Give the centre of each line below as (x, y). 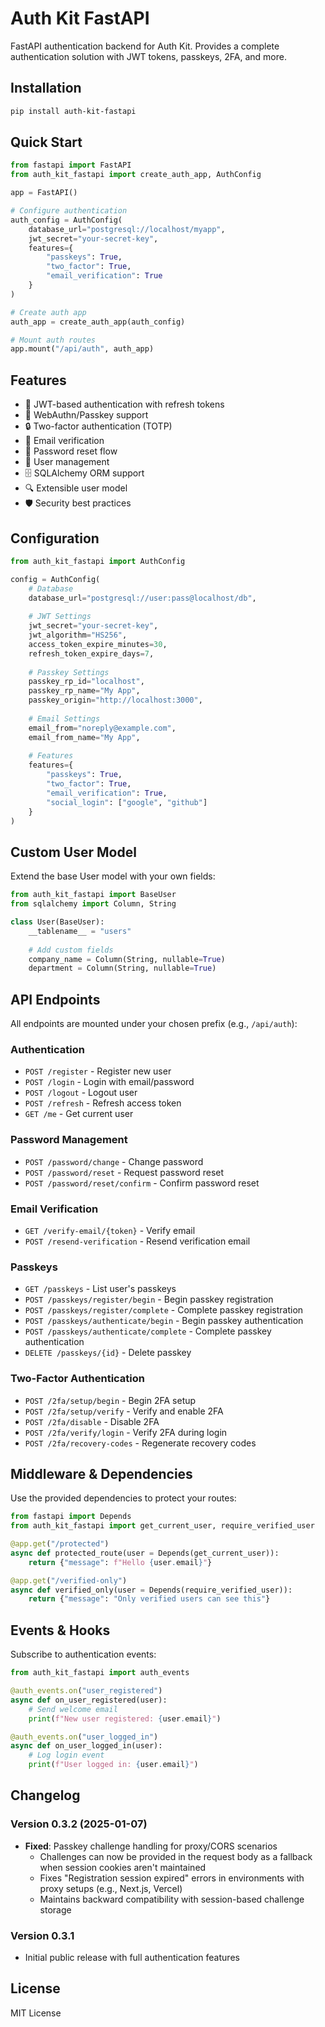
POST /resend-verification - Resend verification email (137, 1241)
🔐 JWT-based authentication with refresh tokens (124, 404)
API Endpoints (55, 999)
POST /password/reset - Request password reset (124, 1172)
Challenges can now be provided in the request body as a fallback (176, 1856)
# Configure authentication (69, 211)
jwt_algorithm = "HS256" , (78, 635)
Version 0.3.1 (42, 1935)
